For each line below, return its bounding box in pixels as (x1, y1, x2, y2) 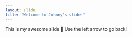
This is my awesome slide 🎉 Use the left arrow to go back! (5, 26, 127, 32)
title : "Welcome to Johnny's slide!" (5, 12, 86, 17)
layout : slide (5, 7, 36, 13)
